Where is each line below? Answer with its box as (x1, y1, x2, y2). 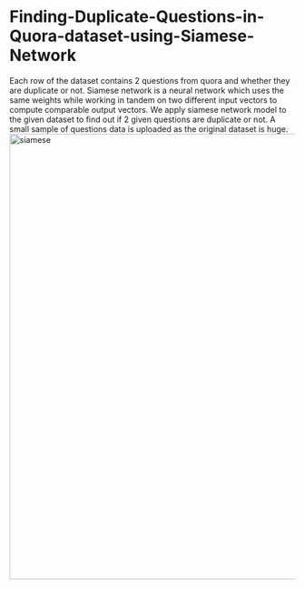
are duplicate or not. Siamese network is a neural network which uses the (9, 85, 284, 96)
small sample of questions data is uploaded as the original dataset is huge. (9, 123, 289, 134)
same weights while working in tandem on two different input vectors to (9, 94, 278, 106)
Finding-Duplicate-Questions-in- (9, 6, 265, 27)
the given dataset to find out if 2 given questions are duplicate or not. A (9, 114, 276, 125)
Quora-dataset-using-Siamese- (9, 25, 255, 46)
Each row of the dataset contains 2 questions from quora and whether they (9, 75, 290, 86)
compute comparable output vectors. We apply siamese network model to (9, 104, 287, 115)
